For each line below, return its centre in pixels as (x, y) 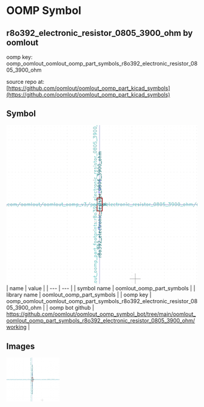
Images (21, 346)
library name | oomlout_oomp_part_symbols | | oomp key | (79, 295)
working (17, 327)
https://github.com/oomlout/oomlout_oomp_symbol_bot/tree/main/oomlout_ (101, 314)
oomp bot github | (72, 308)
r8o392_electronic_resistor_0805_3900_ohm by (100, 33)
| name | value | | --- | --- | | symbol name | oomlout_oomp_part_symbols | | (101, 289)
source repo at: (25, 82)
